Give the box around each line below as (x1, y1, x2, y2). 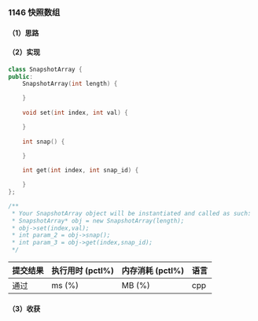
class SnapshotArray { (8, 65, 83, 73)
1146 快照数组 (8, 6, 61, 17)
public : (8, 72, 34, 80)
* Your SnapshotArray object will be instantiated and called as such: (11, 209, 252, 217)
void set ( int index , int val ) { (22, 109, 128, 117)
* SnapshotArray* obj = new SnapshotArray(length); (11, 216, 185, 225)
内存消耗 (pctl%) (121, 265, 185, 276)
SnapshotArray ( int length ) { (22, 80, 118, 88)
